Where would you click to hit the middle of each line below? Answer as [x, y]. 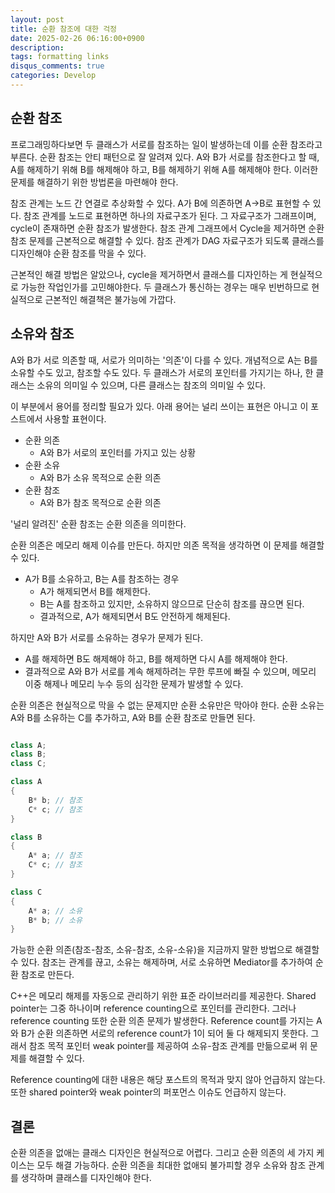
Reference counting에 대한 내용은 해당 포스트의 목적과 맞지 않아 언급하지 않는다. [168, 1080]
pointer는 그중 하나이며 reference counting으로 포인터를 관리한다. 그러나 [153, 1008]
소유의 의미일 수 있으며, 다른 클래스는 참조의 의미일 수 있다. [151, 385]
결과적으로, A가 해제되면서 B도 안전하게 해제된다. [135, 616]
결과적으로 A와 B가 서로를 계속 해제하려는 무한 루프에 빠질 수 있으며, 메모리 [170, 671]
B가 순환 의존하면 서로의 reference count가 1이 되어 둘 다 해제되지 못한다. [164, 1033]
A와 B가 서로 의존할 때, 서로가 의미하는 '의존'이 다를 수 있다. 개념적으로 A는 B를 [164, 360]
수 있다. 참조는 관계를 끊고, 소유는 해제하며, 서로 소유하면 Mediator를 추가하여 [161, 962]
